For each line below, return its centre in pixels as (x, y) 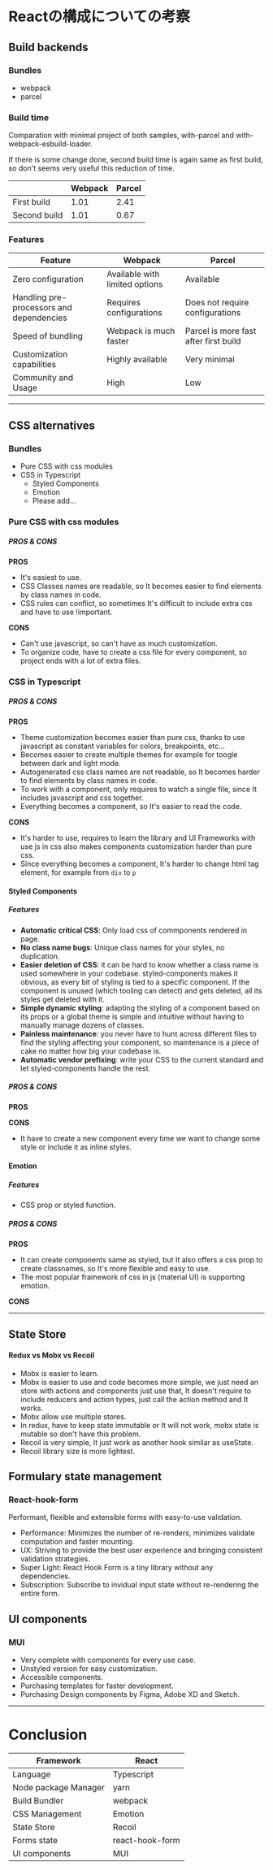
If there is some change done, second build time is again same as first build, (136, 160)
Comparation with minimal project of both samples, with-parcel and (121, 136)
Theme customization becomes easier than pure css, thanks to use (132, 737)
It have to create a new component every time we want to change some (140, 1139)
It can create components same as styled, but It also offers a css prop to (141, 1260)
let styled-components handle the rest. (85, 1068)
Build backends (48, 47)
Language (32, 1774)
